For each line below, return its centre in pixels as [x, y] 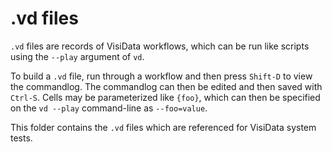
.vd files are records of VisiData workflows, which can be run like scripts [160, 46]
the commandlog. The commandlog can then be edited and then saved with [166, 86]
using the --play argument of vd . [77, 56]
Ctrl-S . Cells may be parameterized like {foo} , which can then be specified [165, 97]
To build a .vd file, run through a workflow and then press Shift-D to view [161, 76]
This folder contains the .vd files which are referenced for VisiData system [163, 127]
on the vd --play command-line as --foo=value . [109, 108]
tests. [21, 138]
